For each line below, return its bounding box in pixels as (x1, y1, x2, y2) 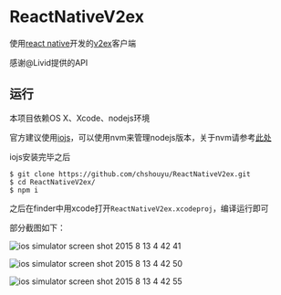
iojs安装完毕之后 (9, 151, 71, 162)
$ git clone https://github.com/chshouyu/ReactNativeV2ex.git (9, 169, 251, 179)
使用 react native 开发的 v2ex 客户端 (9, 37, 137, 48)
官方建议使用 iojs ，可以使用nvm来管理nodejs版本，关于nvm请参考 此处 (9, 132, 272, 142)
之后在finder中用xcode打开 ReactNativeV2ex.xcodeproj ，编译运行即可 (9, 203, 269, 214)
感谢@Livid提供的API (9, 57, 88, 68)
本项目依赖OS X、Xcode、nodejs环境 (9, 112, 151, 123)
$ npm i (9, 185, 39, 195)
